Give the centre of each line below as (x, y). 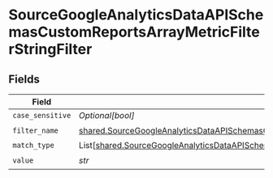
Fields (24, 79)
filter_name (36, 130)
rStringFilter (50, 49)
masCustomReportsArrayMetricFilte (134, 32)
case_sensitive (42, 115)
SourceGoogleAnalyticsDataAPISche (136, 15)
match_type (33, 145)
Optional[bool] (106, 115)
